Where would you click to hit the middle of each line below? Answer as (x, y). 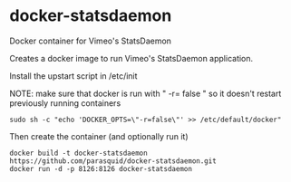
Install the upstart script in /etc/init (73, 76)
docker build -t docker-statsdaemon (78, 153)
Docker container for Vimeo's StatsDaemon (91, 41)
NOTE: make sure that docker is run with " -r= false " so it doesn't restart (145, 93)
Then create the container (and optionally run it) (99, 136)
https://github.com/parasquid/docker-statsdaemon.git (113, 161)
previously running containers (65, 103)
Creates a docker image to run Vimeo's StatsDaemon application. (131, 58)
